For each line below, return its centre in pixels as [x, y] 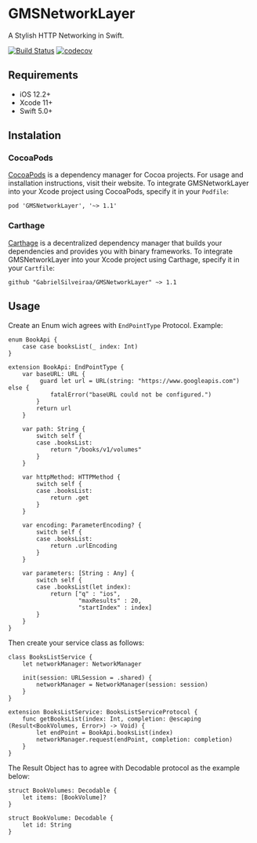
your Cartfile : [31, 268]
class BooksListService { [50, 657]
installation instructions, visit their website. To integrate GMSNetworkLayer [128, 183]
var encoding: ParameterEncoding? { [82, 525]
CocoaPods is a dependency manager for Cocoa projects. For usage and [126, 175]
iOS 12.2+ [35, 94]
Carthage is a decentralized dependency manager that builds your [115, 243]
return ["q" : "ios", [85, 593]
